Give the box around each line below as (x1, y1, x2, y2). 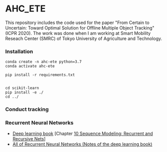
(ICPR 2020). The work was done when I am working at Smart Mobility (5, 30, 151, 36)
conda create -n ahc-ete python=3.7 (5, 59, 82, 64)
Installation (5, 48, 34, 55)
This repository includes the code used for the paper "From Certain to (5, 19, 149, 25)
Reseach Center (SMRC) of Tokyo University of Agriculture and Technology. (5, 35, 162, 41)
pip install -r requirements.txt (5, 72, 75, 77)
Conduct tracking (5, 106, 49, 113)
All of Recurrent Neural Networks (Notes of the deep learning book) (12, 141, 152, 147)
